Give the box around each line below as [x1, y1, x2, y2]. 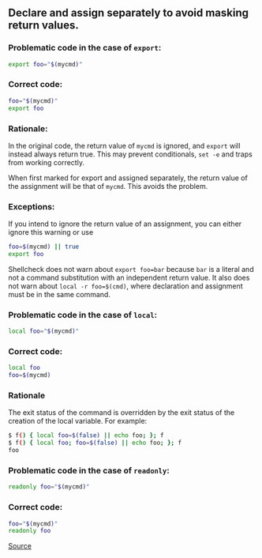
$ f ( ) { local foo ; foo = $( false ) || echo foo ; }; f [8, 439, 182, 447]
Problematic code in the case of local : [8, 309, 158, 320]
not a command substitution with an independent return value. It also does [8, 273, 250, 282]
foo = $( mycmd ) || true [8, 243, 80, 251]
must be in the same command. [8, 289, 110, 299]
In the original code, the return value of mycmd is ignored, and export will [8, 141, 241, 150]
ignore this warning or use [8, 228, 94, 237]
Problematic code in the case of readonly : [8, 466, 170, 477]
